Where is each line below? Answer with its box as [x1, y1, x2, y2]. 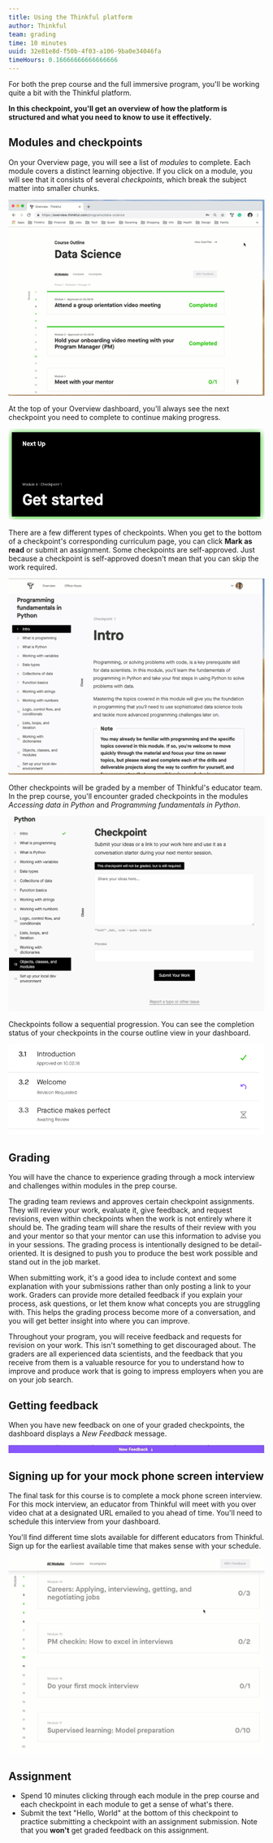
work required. [8, 562, 58, 572]
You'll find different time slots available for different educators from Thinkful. [8, 1532, 264, 1542]
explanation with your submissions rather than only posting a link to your [8, 1281, 252, 1291]
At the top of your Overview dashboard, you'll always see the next [8, 404, 230, 414]
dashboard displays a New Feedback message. [8, 1429, 167, 1438]
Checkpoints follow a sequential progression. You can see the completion [8, 1019, 254, 1029]
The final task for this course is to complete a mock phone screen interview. [8, 1490, 262, 1500]
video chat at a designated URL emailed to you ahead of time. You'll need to [8, 1507, 262, 1517]
